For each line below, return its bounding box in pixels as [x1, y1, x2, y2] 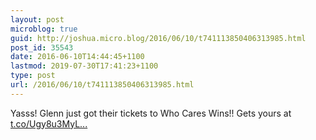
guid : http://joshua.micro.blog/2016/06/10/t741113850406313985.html [10, 33, 307, 43]
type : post [10, 71, 56, 81]
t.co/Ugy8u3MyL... [10, 117, 88, 130]
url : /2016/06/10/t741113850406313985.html [10, 80, 195, 90]
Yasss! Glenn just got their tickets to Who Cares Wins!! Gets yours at [10, 107, 292, 119]
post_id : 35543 [10, 42, 74, 53]
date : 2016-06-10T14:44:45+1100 [10, 52, 145, 62]
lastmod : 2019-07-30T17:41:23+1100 [10, 61, 159, 71]
